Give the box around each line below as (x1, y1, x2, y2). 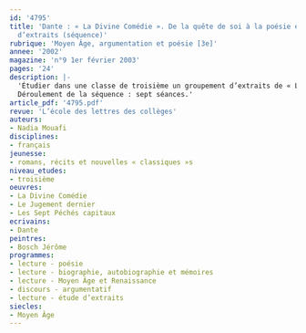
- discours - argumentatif (9, 285, 112, 294)
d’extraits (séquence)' (17, 30, 107, 39)
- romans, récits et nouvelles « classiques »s (9, 157, 194, 167)
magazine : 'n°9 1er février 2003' (9, 56, 141, 65)
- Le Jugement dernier (9, 200, 96, 210)
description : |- (9, 73, 71, 82)
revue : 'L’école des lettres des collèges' (9, 107, 178, 116)
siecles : (9, 302, 43, 311)
